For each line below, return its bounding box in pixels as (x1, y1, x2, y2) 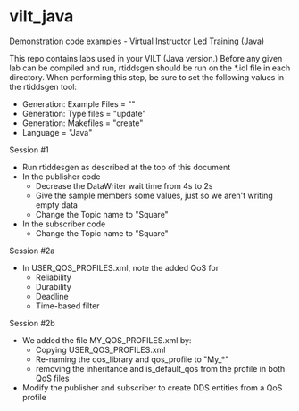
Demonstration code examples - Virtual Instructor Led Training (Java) (9, 36, 265, 46)
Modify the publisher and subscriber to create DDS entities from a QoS (21, 382, 283, 393)
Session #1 (9, 144, 49, 155)
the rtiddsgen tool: (9, 81, 78, 92)
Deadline (35, 291, 69, 301)
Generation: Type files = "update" (21, 108, 146, 119)
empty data (35, 199, 79, 210)
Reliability (35, 272, 71, 283)
